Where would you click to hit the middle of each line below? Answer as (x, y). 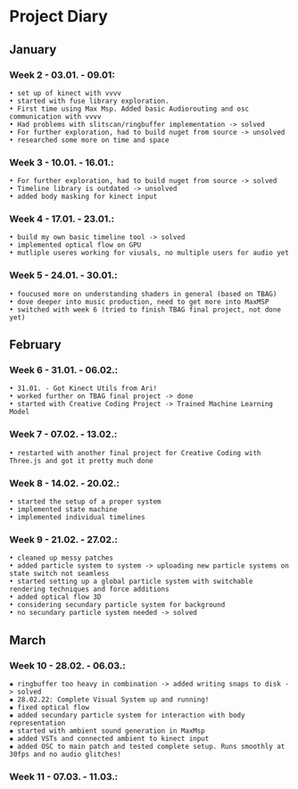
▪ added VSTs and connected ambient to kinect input (109, 739)
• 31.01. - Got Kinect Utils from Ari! (83, 389)
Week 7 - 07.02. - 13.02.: (63, 435)
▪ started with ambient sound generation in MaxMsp (107, 731)
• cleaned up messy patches (62, 558)
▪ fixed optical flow (50, 708)
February (35, 345)
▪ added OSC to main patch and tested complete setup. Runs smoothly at (147, 747)
